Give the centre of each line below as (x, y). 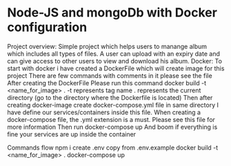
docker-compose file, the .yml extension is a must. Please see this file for (111, 119)
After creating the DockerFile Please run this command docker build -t (107, 83)
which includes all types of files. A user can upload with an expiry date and (114, 54)
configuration (47, 27)
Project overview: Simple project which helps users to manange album (107, 46)
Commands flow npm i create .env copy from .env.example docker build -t (113, 147)
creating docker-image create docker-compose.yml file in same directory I (113, 105)
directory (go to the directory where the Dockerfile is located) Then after (110, 97)
